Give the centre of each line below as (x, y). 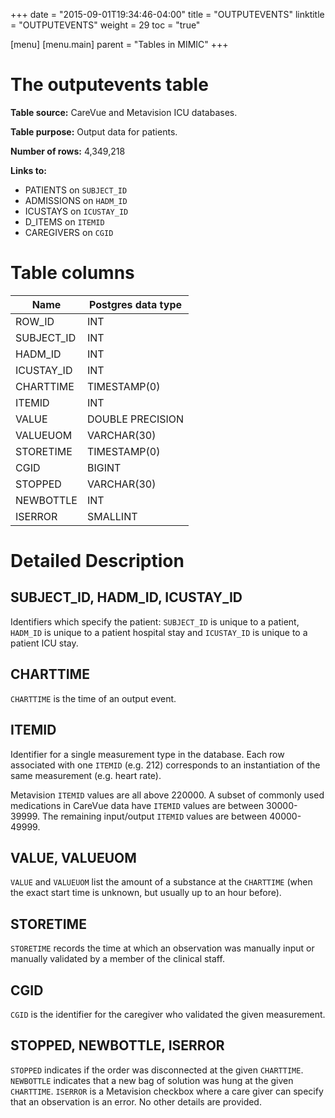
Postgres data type (135, 304)
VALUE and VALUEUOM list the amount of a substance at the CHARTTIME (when (161, 882)
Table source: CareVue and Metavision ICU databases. (124, 112)
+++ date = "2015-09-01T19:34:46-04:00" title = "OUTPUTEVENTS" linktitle (167, 14)
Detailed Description (97, 561)
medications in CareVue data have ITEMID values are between (137, 805)
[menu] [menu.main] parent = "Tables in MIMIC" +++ (119, 44)
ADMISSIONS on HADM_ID (76, 200)
